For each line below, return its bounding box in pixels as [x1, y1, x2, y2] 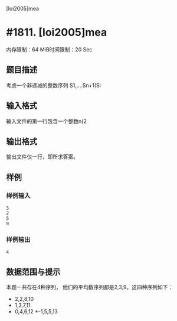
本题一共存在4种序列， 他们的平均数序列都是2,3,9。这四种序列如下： [6, 284, 173, 291]
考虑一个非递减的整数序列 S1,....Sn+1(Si [6, 82, 101, 89]
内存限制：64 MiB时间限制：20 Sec [6, 46, 93, 53]
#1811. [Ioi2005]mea [6, 26, 107, 39]
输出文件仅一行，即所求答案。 [6, 153, 78, 160]
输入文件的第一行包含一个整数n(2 [6, 118, 87, 125]
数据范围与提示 [6, 267, 61, 277]
